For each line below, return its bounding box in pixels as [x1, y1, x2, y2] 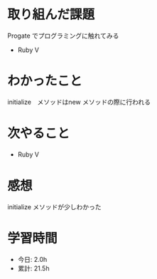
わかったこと [7, 73, 83, 89]
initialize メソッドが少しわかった [7, 202, 102, 211]
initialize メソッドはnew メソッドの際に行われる [7, 98, 151, 106]
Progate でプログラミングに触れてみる [7, 31, 119, 40]
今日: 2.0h [17, 255, 48, 263]
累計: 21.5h [17, 264, 50, 273]
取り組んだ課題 [7, 6, 95, 23]
